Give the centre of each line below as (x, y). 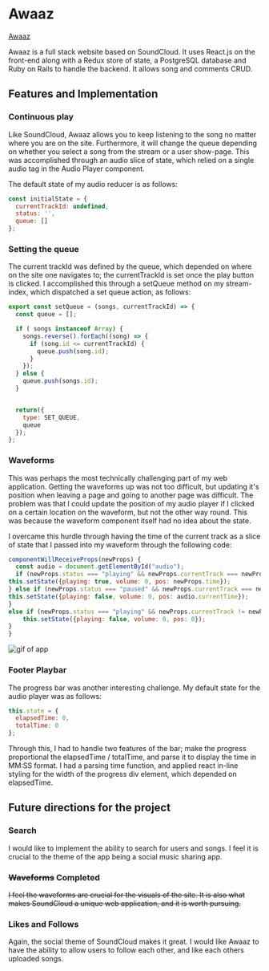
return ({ (30, 410)
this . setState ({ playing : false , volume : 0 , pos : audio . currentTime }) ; (128, 596)
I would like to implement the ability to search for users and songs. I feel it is (133, 848)
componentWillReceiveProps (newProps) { (75, 559)
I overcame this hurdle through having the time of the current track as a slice (134, 536)
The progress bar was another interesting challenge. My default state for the (134, 688)
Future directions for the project (89, 808)
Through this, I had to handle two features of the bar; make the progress (127, 749)
